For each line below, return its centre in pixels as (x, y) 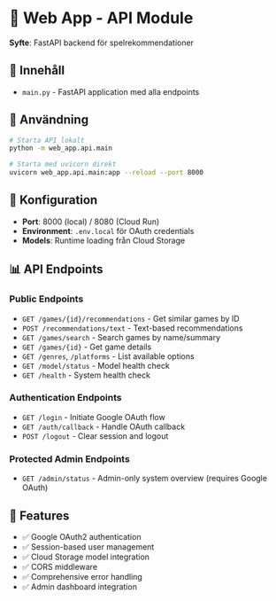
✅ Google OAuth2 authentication (81, 536)
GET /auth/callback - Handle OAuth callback (103, 426)
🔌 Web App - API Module (101, 18)
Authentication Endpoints (65, 398)
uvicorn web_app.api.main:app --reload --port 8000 (106, 173)
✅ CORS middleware (60, 566)
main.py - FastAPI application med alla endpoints (111, 91)
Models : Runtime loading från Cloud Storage (103, 240)
